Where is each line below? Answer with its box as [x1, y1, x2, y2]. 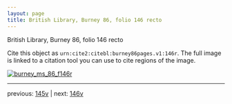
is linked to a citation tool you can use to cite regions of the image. [7, 56, 196, 64]
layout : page [7, 10, 45, 17]
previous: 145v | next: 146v [7, 89, 84, 97]
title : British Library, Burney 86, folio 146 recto [7, 17, 162, 23]
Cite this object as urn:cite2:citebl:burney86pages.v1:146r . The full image [7, 49, 222, 57]
